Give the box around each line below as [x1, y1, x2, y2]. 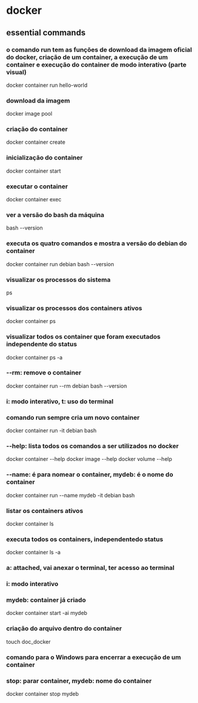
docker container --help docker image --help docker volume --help [6, 455, 172, 463]
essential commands [6, 28, 86, 38]
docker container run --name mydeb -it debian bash [6, 491, 135, 499]
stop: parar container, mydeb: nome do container [6, 677, 152, 685]
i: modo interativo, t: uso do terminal [6, 397, 114, 405]
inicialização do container [6, 153, 83, 162]
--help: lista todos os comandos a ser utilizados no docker [6, 442, 179, 450]
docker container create [6, 138, 66, 146]
